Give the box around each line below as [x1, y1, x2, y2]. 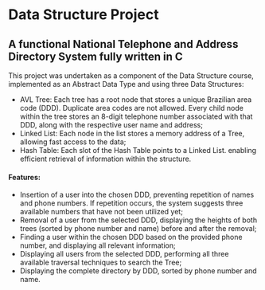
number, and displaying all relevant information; [19, 241, 177, 250]
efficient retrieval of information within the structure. [19, 154, 192, 163]
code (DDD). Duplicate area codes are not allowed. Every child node [19, 104, 244, 112]
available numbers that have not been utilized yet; [19, 207, 183, 217]
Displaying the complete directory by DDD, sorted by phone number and [19, 266, 257, 276]
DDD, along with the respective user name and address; [19, 120, 203, 129]
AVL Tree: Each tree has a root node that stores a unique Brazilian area [19, 95, 252, 104]
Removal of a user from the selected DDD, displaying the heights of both [19, 215, 257, 225]
